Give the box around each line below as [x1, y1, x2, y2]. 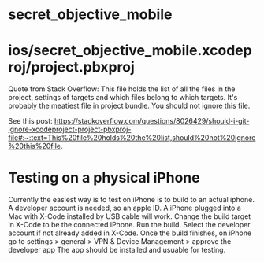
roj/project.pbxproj [8, 58, 136, 76]
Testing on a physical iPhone [8, 169, 200, 186]
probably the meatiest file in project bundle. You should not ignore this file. [8, 101, 251, 111]
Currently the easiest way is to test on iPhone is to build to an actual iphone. [8, 195, 255, 205]
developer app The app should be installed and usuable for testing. [8, 245, 226, 255]
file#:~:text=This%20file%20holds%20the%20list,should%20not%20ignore [8, 133, 256, 142]
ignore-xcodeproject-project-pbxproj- [8, 124, 132, 135]
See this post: [8, 116, 53, 126]
